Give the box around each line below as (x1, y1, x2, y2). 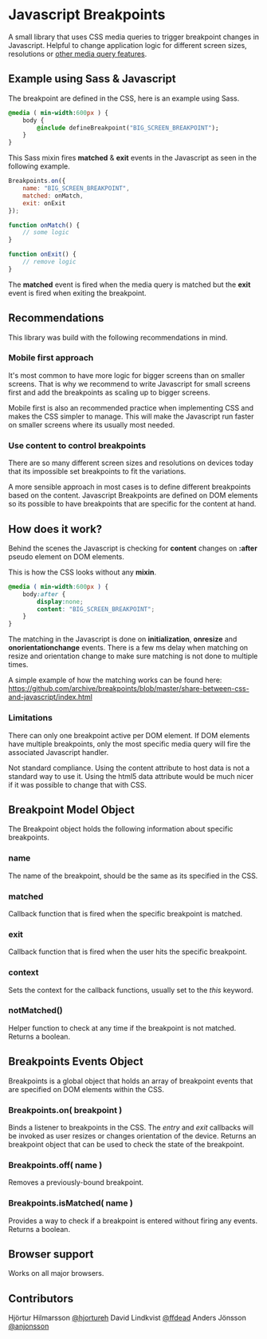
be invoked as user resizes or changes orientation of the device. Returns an (8, 1130, 257, 1140)
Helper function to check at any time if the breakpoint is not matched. (8, 1023, 237, 1032)
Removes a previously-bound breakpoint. (8, 1178, 143, 1187)
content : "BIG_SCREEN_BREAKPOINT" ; (37, 605, 155, 613)
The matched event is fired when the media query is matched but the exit (8, 280, 251, 289)
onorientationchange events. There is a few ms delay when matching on (8, 643, 249, 653)
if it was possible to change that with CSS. (8, 780, 147, 789)
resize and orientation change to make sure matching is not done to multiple (8, 651, 258, 661)
